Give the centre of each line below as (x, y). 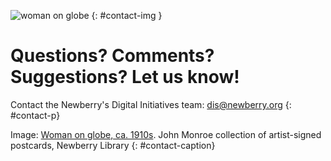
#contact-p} (35, 115)
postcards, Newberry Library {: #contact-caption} (113, 145)
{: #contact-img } (127, 15)
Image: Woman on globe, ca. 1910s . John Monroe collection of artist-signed (166, 134)
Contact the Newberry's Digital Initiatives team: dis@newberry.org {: (151, 104)
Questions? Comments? (112, 56)
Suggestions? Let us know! (125, 77)
